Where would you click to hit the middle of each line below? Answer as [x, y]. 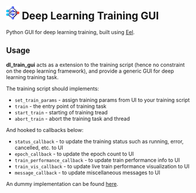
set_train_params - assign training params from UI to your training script [102, 100]
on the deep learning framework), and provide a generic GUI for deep [90, 71]
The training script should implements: [53, 89]
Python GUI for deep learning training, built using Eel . [70, 32]
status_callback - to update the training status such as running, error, [99, 141]
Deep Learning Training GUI [90, 16]
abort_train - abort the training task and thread [72, 118]
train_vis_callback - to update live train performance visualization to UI [102, 166]
